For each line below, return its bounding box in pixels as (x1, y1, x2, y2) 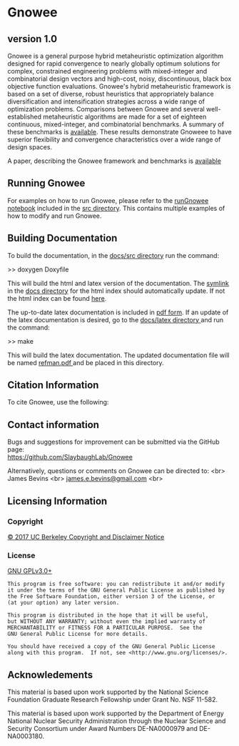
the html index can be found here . (7, 294, 107, 302)
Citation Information (7, 379, 99, 392)
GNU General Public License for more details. (7, 630, 148, 638)
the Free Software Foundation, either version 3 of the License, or (7, 593, 215, 600)
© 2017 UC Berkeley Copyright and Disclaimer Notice (7, 532, 165, 541)
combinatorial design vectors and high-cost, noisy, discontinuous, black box (7, 74, 232, 83)
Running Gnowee (7, 177, 86, 189)
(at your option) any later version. (7, 600, 120, 607)
